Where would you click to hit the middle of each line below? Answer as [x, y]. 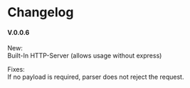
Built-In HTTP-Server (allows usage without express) [85, 56]
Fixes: [16, 70]
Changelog [41, 12]
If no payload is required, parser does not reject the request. [96, 77]
